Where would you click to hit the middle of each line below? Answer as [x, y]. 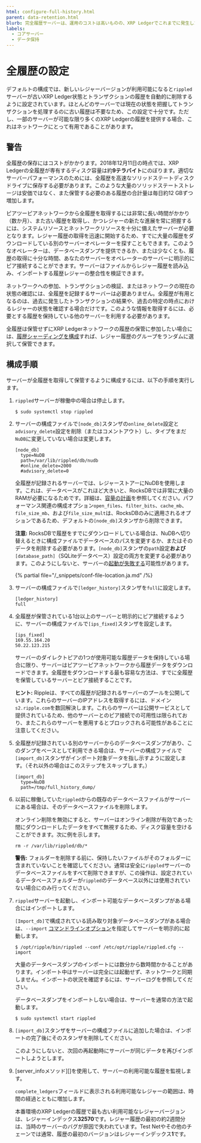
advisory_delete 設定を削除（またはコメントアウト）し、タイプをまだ [100, 431]
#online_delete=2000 [46, 466]
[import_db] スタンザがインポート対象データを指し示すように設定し [98, 758]
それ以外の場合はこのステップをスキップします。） [89, 765]
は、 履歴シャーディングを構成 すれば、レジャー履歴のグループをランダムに [98, 336]
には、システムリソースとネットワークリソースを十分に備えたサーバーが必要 [100, 228]
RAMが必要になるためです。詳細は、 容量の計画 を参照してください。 [99, 498]
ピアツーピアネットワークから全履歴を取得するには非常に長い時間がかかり [98, 213]
